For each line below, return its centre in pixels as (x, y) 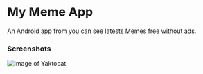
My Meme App (50, 12)
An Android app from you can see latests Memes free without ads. (102, 31)
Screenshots (29, 49)
